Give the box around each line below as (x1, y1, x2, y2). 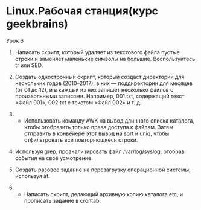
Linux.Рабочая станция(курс (6, 4, 159, 18)
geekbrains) (6, 17, 68, 31)
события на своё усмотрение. (14, 154, 93, 161)
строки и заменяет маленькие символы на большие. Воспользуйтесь (14, 55, 196, 62)
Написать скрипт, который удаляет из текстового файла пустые (14, 48, 180, 56)
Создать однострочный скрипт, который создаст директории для (14, 73, 185, 80)
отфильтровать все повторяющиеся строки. (24, 136, 138, 143)
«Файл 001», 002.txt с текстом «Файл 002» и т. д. (14, 98, 142, 106)
